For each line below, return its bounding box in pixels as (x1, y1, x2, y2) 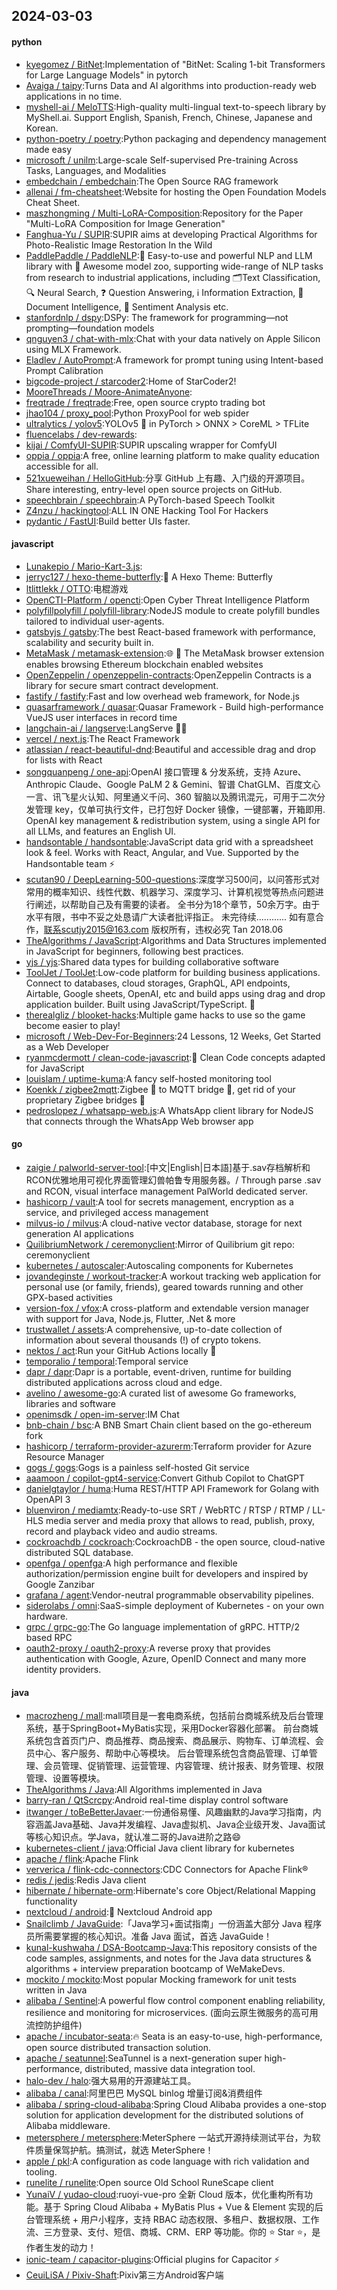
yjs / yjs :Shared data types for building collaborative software (25, 955, 279, 968)
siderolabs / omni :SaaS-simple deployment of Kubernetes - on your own (25, 1600, 325, 1611)
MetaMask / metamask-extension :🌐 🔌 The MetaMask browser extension (25, 647, 325, 659)
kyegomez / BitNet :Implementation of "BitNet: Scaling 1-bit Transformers (25, 58, 326, 70)
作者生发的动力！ (25, 2242, 97, 2254)
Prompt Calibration (25, 364, 104, 376)
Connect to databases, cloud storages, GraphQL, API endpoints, (25, 977, 291, 989)
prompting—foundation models (25, 322, 155, 334)
